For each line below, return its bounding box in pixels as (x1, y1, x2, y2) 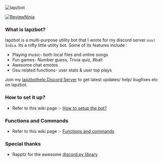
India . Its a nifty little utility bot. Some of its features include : (5, 42, 127, 48)
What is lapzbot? (5, 26, 46, 33)
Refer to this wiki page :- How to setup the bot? (12, 105, 107, 111)
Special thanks (5, 140, 41, 147)
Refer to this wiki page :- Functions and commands (12, 128, 114, 134)
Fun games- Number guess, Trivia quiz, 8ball (12, 57, 103, 63)
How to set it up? (5, 94, 46, 101)
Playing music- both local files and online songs (12, 52, 109, 58)
